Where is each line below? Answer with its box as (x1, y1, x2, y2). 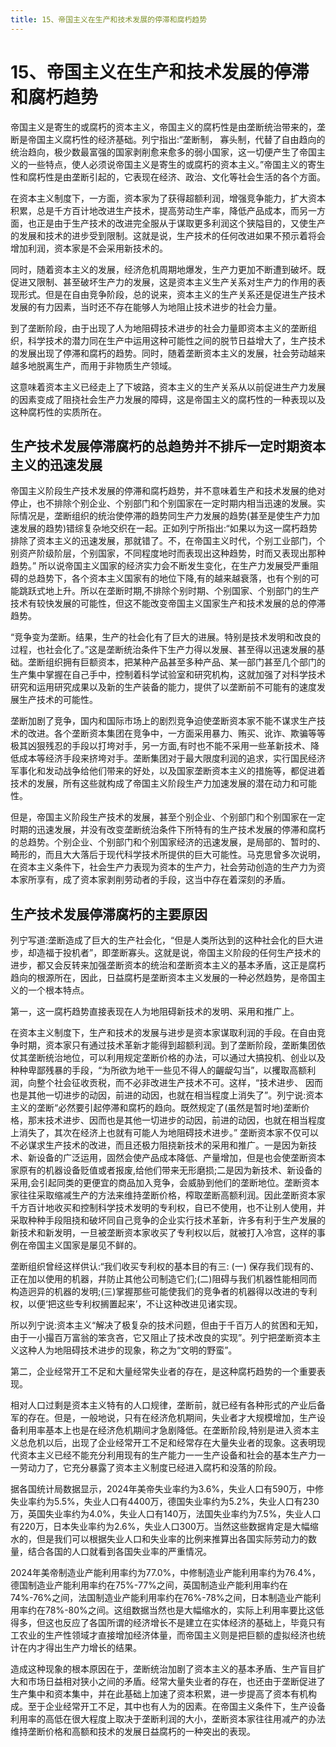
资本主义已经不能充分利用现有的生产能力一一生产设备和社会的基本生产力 (18, 1449, 317, 1461)
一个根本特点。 (27, 984, 90, 996)
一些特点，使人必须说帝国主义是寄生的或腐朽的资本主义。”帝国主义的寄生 (27, 158, 326, 170)
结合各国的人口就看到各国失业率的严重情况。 (27, 1546, 212, 1558)
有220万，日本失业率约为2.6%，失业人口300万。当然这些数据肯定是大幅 (10, 1521, 310, 1533)
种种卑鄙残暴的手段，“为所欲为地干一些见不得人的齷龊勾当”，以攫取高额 (10, 1064, 308, 1076)
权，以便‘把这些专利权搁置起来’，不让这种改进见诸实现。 (10, 1298, 243, 1310)
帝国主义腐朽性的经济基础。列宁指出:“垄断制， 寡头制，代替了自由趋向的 (27, 133, 326, 145)
